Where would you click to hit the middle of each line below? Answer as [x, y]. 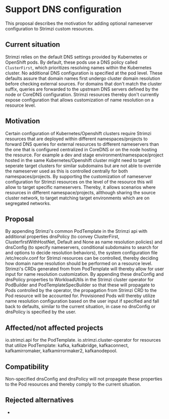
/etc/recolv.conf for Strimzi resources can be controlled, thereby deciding [82, 258]
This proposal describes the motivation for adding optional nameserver [79, 23]
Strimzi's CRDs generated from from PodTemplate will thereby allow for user [85, 269]
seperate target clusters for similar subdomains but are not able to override [83, 165]
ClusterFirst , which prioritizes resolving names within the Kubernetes [78, 67]
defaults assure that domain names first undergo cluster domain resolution [83, 78]
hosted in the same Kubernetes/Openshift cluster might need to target [78, 160]
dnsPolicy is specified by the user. [41, 312]
